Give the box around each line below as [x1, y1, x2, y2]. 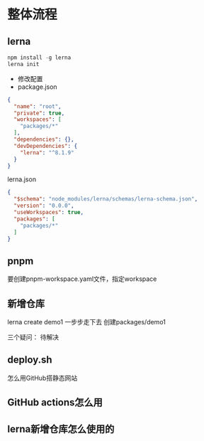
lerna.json [7, 175, 37, 184]
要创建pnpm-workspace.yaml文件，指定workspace [7, 275, 157, 283]
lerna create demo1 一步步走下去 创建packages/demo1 [7, 318, 166, 326]
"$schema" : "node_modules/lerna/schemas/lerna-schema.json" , [13, 196, 198, 203]
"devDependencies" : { [13, 142, 78, 149]
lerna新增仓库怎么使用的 [7, 423, 115, 435]
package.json [17, 83, 58, 91]
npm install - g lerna [7, 54, 72, 61]
